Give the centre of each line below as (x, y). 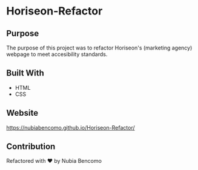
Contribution (31, 147)
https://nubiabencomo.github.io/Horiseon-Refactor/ (71, 127)
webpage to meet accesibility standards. (57, 54)
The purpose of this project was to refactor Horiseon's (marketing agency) (99, 48)
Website (22, 113)
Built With (25, 73)
